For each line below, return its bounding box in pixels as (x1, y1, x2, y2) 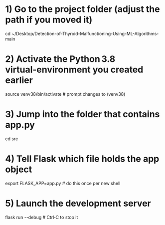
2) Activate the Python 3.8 (5, 53, 116, 65)
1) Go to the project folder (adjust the (5, 3, 161, 15)
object (5, 164, 32, 175)
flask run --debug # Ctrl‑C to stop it (5, 214, 78, 220)
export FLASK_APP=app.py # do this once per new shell (5, 180, 121, 186)
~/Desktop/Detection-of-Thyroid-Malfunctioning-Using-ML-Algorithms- (11, 30, 159, 36)
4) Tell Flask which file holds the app (5, 153, 160, 164)
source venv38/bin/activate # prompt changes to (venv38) (5, 91, 126, 97)
